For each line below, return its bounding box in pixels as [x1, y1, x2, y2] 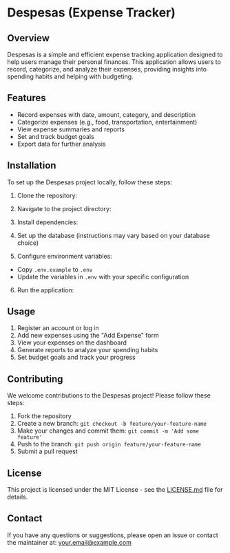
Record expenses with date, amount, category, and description [17, 110, 196, 118]
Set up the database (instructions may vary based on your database [17, 231, 210, 239]
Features [7, 92, 46, 104]
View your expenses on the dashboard [17, 338, 127, 347]
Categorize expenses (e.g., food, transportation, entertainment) [17, 118, 198, 126]
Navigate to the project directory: [17, 204, 112, 213]
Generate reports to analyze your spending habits [17, 346, 158, 354]
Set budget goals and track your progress [17, 353, 136, 362]
